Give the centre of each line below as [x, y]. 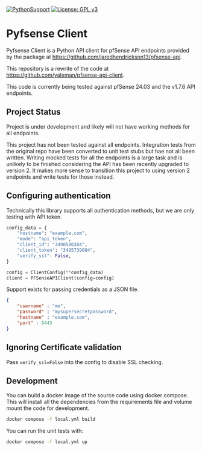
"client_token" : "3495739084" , [56, 251]
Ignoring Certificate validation [64, 347]
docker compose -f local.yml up [47, 442]
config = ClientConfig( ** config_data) [55, 272]
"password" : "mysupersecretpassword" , [67, 312]
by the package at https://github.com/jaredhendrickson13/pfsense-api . [94, 57]
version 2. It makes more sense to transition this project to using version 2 [98, 170]
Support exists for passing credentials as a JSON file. [72, 289]
